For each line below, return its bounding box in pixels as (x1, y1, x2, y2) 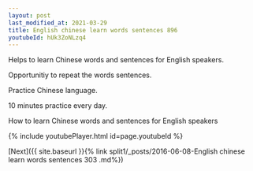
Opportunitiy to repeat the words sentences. (8, 70, 152, 80)
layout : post (8, 11, 51, 20)
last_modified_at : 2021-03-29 (8, 19, 108, 27)
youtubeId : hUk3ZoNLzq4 (8, 33, 87, 42)
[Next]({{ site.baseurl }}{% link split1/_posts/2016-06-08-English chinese (8, 147, 246, 156)
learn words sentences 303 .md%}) (8, 155, 124, 165)
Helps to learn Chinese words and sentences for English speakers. (8, 55, 225, 65)
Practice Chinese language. (8, 86, 98, 95)
